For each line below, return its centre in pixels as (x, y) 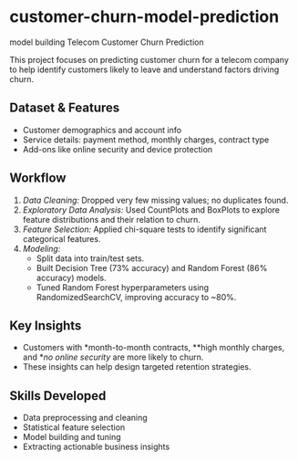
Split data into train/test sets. (90, 258)
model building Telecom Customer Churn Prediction (107, 42)
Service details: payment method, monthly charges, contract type (146, 140)
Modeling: (41, 248)
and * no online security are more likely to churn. (113, 357)
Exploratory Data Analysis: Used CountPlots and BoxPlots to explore (151, 210)
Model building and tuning (72, 437)
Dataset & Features (65, 108)
